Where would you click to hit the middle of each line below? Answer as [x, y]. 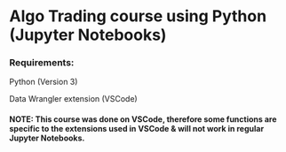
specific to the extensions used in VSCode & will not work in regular [137, 129]
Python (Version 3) [44, 82]
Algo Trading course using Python [138, 16]
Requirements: [42, 63]
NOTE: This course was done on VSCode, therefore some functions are [143, 119]
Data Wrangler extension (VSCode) [73, 99]
